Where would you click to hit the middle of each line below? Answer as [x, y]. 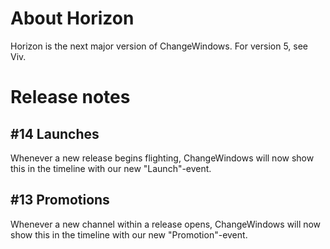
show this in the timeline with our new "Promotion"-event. [129, 234]
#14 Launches [55, 133]
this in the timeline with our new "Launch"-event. [111, 168]
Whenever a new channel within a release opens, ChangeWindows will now [166, 224]
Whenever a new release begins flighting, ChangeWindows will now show [162, 158]
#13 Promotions [60, 200]
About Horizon [72, 18]
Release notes [70, 97]
